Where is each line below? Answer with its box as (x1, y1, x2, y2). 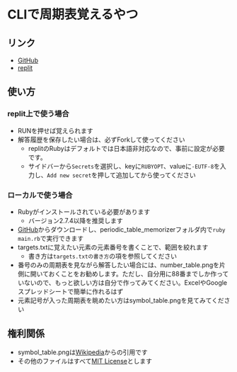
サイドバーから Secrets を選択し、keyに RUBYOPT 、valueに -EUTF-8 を (28, 162, 221, 170)
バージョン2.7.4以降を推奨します (28, 216, 123, 225)
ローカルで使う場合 (7, 190, 73, 200)
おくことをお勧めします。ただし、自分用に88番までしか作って (48, 269, 229, 278)
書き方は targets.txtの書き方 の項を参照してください (28, 252, 178, 260)
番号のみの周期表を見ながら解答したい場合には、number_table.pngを (17, 260, 220, 269)
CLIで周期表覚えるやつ (7, 6, 139, 23)
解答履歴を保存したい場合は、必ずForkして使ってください (17, 135, 185, 144)
